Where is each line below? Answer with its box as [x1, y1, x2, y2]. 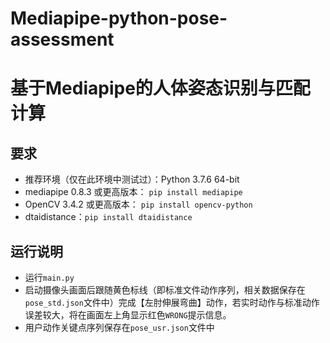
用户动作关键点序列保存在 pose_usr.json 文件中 [24, 322, 215, 333]
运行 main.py [24, 272, 75, 283]
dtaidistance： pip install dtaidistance [24, 211, 193, 223]
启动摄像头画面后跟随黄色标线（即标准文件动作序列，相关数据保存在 [24, 284, 306, 296]
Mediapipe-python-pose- [10, 7, 228, 30]
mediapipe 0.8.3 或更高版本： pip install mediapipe [24, 186, 243, 198]
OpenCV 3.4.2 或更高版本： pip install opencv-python [24, 198, 253, 211]
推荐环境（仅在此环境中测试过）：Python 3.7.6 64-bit [24, 173, 240, 186]
